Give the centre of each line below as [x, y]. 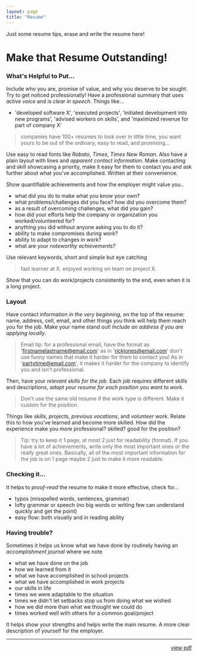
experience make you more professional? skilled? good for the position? [93, 429]
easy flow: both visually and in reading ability [70, 517]
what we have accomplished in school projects [71, 575]
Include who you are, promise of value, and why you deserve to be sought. [97, 88]
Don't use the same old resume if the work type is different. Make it [102, 399]
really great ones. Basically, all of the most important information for [103, 453]
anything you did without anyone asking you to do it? [79, 227]
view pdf [181, 648]
